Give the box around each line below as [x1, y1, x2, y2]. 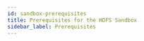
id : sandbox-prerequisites [7, 10, 87, 17]
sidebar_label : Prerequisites [7, 23, 97, 30]
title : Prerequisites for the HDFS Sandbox [7, 17, 138, 24]
